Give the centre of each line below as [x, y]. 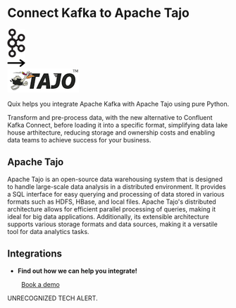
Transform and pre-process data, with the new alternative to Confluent [110, 117]
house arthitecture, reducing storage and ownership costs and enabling [111, 133]
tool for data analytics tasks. [48, 231]
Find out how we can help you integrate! [77, 271]
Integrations [35, 254]
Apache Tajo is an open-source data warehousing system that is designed [115, 179]
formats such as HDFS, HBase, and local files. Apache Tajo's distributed [112, 202]
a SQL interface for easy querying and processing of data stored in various [116, 194]
